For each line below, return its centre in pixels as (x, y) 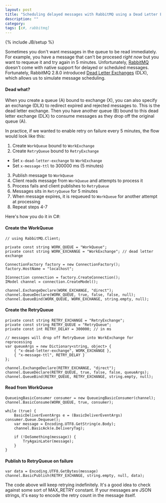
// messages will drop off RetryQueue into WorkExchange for (69, 338)
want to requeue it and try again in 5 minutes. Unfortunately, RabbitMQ (77, 62)
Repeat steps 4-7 (30, 207)
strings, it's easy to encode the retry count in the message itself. (71, 496)
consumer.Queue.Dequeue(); (33, 419)
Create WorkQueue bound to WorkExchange (53, 146)
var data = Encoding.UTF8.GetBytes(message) (52, 471)
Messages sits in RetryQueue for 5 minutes (55, 191)
